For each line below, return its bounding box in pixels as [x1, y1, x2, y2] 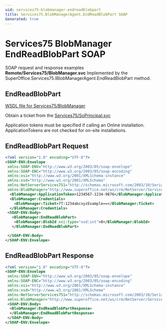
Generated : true [5, 16, 39, 21]
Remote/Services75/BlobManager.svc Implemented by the [5, 70, 128, 76]
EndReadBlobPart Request [5, 142, 88, 150]
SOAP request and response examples [5, 65, 84, 71]
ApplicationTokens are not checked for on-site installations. [5, 128, 127, 133]
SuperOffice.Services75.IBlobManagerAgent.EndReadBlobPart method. [5, 75, 151, 81]
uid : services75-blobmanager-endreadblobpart [5, 7, 101, 12]
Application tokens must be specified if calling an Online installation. [5, 122, 145, 128]
